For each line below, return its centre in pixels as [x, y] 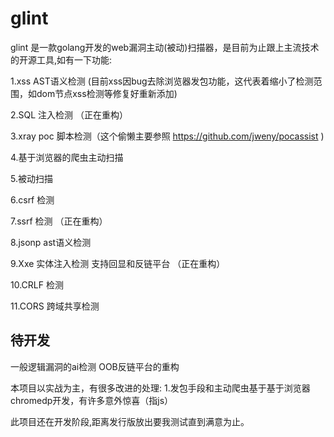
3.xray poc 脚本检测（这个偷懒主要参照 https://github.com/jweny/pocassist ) [167, 136]
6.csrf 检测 [32, 199]
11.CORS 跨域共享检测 [55, 306]
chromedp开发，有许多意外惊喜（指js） [92, 400]
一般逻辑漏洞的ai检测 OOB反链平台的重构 [95, 366]
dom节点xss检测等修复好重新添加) [107, 93]
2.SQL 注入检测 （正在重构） [69, 114]
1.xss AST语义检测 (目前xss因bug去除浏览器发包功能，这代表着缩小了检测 [162, 81]
